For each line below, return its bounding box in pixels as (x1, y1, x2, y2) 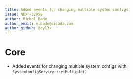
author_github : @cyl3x (5, 26, 52, 31)
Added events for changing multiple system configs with (12, 63, 127, 69)
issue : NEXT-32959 (5, 12, 43, 17)
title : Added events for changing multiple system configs (5, 7, 129, 12)
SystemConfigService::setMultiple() (12, 70, 87, 75)
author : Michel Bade (5, 16, 48, 21)
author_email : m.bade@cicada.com (5, 21, 74, 26)
